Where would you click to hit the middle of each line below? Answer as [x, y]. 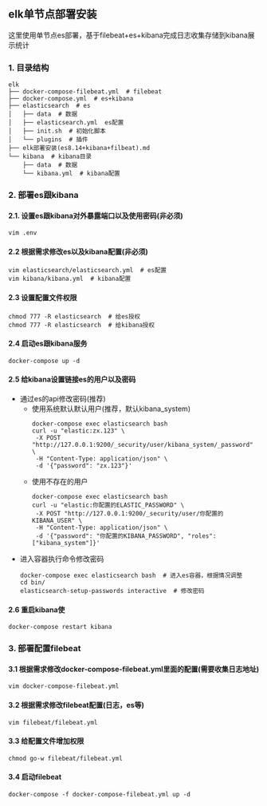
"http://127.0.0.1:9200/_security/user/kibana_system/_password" [142, 445]
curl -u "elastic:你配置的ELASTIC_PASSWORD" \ [108, 505]
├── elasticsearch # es [49, 106]
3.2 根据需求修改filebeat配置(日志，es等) [77, 705]
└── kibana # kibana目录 [50, 157]
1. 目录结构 [29, 68]
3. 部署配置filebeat [45, 649]
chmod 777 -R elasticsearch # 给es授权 [75, 316]
